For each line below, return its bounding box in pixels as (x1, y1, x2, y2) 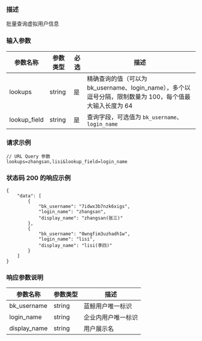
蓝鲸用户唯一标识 (83, 302, 132, 310)
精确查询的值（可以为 (87, 74, 147, 82)
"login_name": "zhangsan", (38, 209, 106, 215)
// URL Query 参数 (6, 153, 50, 159)
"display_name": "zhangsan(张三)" (38, 215, 123, 221)
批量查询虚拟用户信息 (6, 20, 59, 28)
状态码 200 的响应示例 (6, 173, 71, 182)
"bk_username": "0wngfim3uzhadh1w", (38, 231, 130, 237)
